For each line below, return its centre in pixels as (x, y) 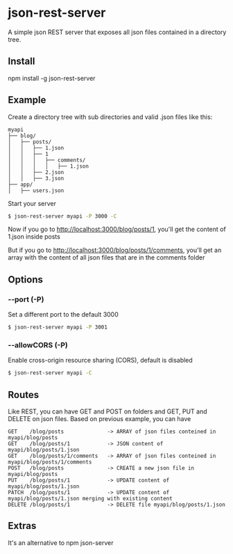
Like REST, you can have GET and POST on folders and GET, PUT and (107, 411)
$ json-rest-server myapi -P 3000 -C (62, 216)
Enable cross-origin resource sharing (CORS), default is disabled (100, 361)
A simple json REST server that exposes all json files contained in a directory (117, 32)
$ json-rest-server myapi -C (50, 373)
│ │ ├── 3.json (36, 178)
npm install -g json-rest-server (52, 78)
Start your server (32, 203)
